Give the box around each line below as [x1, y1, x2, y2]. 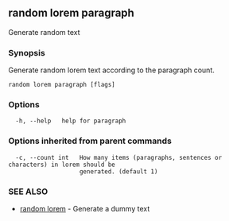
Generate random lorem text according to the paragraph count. [8, 65, 215, 75]
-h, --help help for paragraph [15, 117, 126, 126]
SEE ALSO [8, 186, 49, 197]
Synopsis [8, 47, 45, 58]
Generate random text [8, 27, 81, 37]
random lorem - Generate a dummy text [19, 204, 150, 213]
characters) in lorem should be [8, 161, 115, 169]
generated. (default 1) [79, 167, 158, 176]
